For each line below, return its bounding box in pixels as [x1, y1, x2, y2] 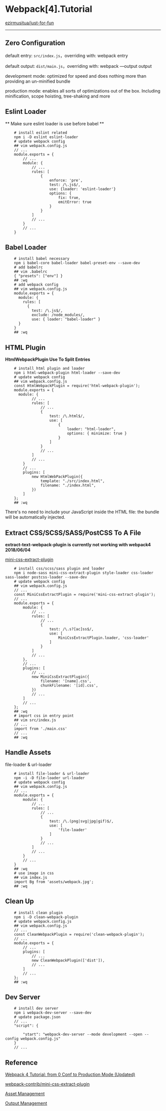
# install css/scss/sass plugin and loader [14, 566, 105, 571]
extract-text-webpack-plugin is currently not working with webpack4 [5, 542, 151, 547]
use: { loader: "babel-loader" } [31, 317, 100, 322]
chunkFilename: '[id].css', [40, 683, 98, 688]
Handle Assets [5, 748, 51, 757]
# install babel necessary [14, 256, 70, 261]
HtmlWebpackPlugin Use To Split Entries [5, 356, 90, 362]
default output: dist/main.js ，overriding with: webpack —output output [5, 63, 152, 69]
